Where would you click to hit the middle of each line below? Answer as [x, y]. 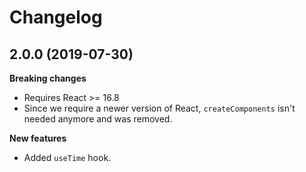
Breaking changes [48, 78]
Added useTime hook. [67, 157]
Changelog [56, 17]
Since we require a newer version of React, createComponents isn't [159, 108]
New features [38, 138]
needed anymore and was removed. [98, 119]
